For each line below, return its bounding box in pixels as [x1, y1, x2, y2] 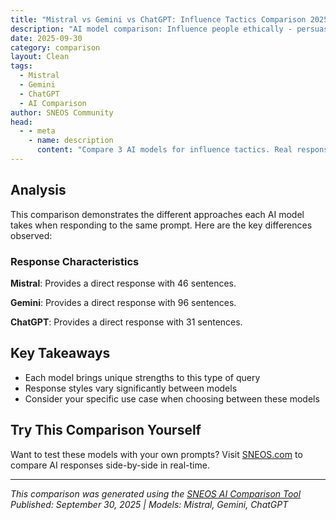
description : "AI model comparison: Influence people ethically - [10, 24, 293, 34]
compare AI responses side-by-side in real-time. [10, 459, 210, 471]
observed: [10, 229, 53, 241]
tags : [10, 61, 33, 71]
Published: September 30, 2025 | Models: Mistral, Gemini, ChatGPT [10, 498, 289, 510]
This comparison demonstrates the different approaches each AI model [10, 208, 305, 220]
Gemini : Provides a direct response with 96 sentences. [10, 296, 237, 308]
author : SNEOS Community [10, 107, 114, 118]
